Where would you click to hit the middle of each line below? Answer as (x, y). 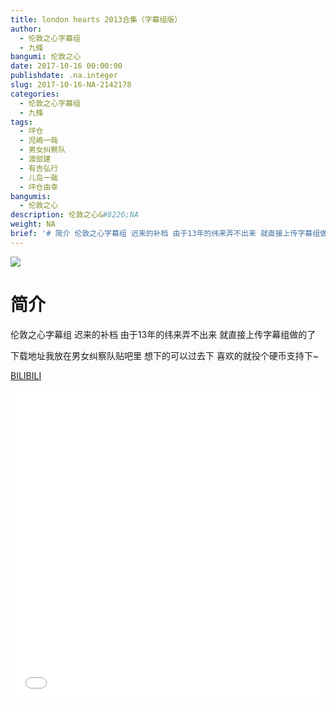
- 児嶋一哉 (39, 141)
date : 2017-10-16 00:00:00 (66, 66)
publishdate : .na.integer (64, 76)
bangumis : (31, 196)
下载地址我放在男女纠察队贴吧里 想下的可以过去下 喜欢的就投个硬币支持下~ (165, 355)
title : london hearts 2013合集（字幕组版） (96, 19)
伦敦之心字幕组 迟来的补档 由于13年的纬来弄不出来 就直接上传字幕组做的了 (163, 334)
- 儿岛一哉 (39, 177)
